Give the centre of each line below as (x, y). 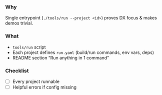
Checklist (17, 70)
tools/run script (29, 47)
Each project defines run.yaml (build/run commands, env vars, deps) (83, 52)
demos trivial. (19, 23)
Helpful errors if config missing (44, 87)
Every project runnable (36, 81)
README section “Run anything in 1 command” (60, 57)
